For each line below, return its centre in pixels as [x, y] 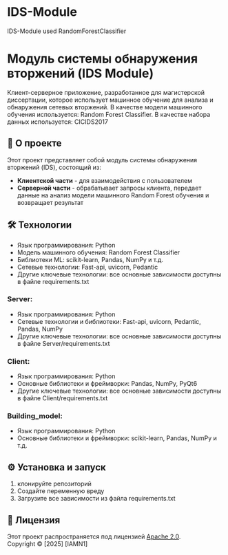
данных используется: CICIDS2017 [58, 122]
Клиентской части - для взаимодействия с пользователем [105, 180]
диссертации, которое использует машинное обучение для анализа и [110, 100]
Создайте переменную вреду [61, 491]
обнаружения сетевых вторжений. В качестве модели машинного [105, 107]
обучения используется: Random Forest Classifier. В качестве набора [109, 114]
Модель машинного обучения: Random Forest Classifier [99, 252]
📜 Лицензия [34, 520]
